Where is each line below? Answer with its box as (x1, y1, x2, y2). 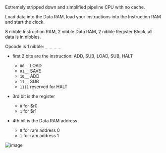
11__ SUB (19, 79, 39, 84)
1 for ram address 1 (19, 133, 59, 138)
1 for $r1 (19, 108, 37, 114)
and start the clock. (5, 19, 45, 25)
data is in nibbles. (5, 34, 41, 40)
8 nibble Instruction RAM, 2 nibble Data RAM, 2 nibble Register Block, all (5, 29, 153, 34)
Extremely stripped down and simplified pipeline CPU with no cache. (5, 4, 145, 10)
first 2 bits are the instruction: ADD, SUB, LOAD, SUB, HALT (12, 53, 133, 59)
